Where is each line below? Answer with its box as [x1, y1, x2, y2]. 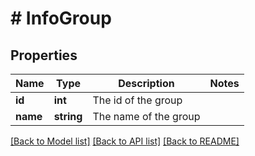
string [53, 110, 83, 123]
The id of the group [92, 93, 183, 107]
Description [118, 77, 175, 90]
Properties [10, 47, 78, 64]
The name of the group [92, 110, 201, 123]
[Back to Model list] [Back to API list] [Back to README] [10, 135, 240, 147]
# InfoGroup [10, 7, 112, 30]
